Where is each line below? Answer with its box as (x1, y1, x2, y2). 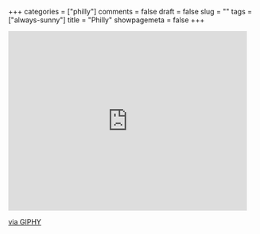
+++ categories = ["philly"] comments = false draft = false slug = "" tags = (8, 7, 253, 16)
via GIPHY (8, 217, 42, 226)
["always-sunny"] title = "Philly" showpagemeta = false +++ (8, 15, 205, 25)
